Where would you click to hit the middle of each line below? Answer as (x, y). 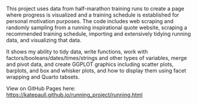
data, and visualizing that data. (44, 40)
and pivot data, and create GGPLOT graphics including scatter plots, (90, 64)
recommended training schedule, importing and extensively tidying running (98, 34)
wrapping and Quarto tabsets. (43, 77)
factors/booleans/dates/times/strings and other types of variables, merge (96, 58)
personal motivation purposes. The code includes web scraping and (90, 21)
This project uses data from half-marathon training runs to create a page (95, 9)
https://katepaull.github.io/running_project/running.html (75, 95)
